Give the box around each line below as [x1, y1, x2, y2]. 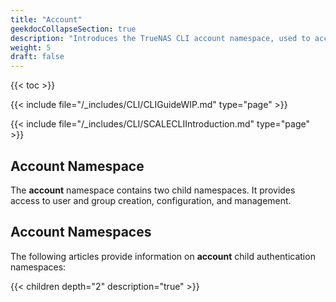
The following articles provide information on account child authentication [10, 250, 316, 262]
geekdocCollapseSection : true [10, 24, 137, 34]
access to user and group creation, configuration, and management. [10, 194, 292, 206]
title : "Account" [10, 14, 83, 25]
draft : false [10, 52, 65, 62]
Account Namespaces [10, 224, 152, 241]
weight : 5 [10, 42, 52, 53]
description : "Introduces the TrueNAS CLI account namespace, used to [10, 33, 311, 43]
